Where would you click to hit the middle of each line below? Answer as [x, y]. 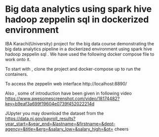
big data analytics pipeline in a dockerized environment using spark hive [79, 49]
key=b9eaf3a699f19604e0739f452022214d [50, 103]
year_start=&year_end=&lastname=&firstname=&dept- [60, 124]
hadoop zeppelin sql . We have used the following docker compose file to [80, 54]
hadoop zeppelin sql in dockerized [77, 19]
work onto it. [18, 59]
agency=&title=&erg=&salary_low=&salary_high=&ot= [59, 129]
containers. [17, 74]
